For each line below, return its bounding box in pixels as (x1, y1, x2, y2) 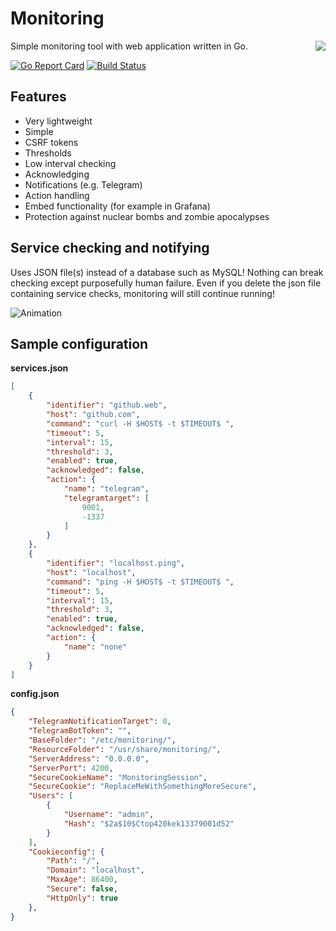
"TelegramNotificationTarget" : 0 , (28, 717, 172, 727)
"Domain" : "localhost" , (46, 865, 145, 876)
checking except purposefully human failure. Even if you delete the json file (10, 277, 322, 289)
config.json (10, 688, 60, 700)
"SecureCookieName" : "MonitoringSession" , (28, 772, 208, 782)
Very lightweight (24, 115, 93, 127)
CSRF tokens (24, 136, 79, 148)
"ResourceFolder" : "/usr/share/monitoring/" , (28, 744, 222, 754)
